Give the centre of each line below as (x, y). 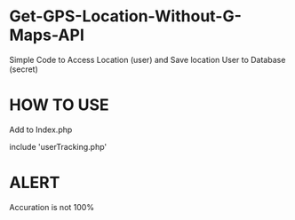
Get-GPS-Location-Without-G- (126, 16)
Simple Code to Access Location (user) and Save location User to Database (147, 59)
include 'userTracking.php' (58, 146)
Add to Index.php (41, 130)
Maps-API (47, 35)
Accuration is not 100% (52, 207)
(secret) (24, 69)
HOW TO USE (59, 105)
